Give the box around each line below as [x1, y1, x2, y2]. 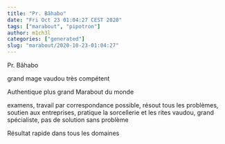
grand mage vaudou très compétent [7, 74, 110, 83]
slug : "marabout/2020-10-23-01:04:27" [7, 42, 119, 49]
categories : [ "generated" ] [7, 36, 85, 43]
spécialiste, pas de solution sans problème [7, 116, 129, 124]
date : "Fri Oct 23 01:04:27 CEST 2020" [7, 17, 123, 23]
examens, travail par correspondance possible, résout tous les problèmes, [7, 101, 219, 109]
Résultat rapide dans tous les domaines [7, 129, 120, 137]
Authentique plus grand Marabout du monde [7, 88, 134, 96]
